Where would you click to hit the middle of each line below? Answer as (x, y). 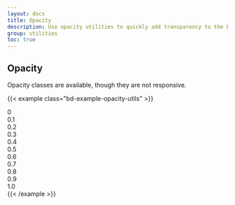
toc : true (22, 40)
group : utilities (33, 33)
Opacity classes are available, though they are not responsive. (97, 85)
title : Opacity (29, 20)
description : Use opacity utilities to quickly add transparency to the (115, 27)
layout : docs (26, 14)
